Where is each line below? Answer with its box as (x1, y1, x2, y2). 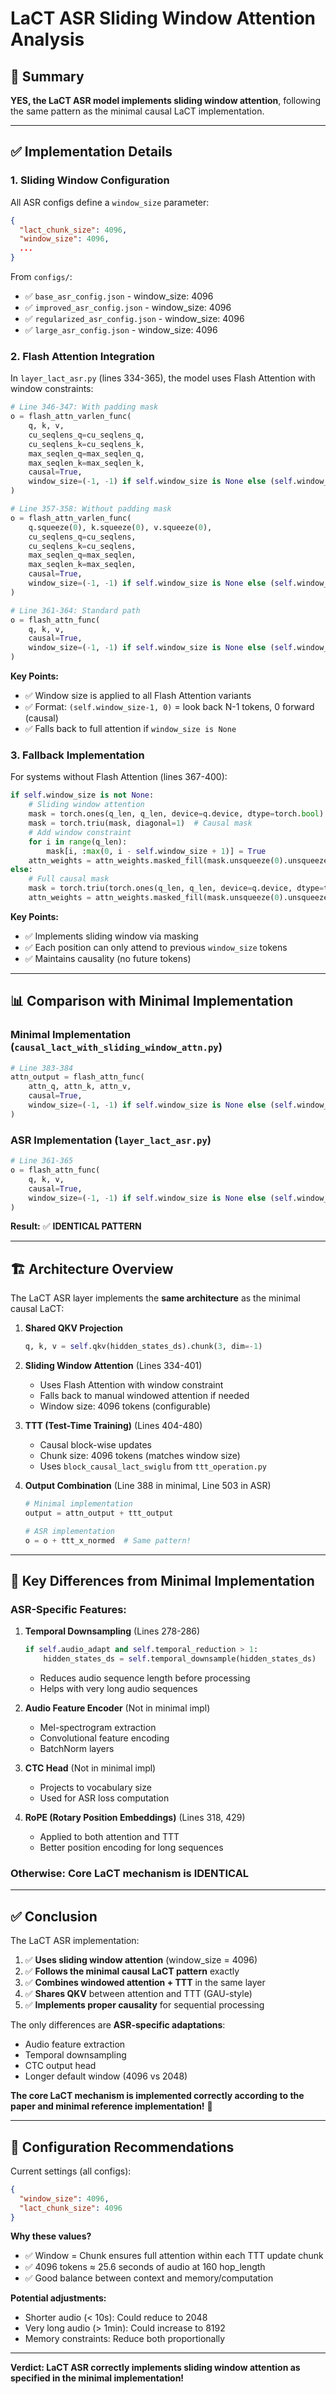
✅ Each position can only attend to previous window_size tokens (24, 941, 288, 953)
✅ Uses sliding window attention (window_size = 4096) (24, 1954, 258, 1966)
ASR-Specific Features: (10, 1602, 127, 1616)
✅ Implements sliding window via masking (24, 930, 199, 942)
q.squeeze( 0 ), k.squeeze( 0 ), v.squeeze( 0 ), (28, 522, 213, 532)
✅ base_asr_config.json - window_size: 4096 (24, 290, 214, 302)
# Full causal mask (28, 874, 110, 884)
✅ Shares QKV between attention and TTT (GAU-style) (24, 1988, 253, 2000)
